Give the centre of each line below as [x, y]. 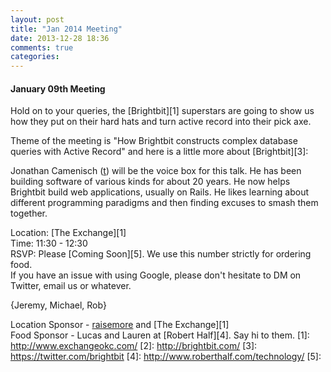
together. [29, 213]
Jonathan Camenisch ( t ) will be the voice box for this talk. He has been [156, 171]
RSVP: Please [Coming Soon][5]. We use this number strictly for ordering [161, 254]
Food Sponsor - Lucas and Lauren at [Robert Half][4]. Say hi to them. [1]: [160, 335]
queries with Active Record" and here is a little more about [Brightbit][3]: [159, 152]
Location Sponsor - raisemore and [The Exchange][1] [120, 325]
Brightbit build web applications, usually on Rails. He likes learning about [160, 192]
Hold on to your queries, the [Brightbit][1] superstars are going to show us [162, 111]
